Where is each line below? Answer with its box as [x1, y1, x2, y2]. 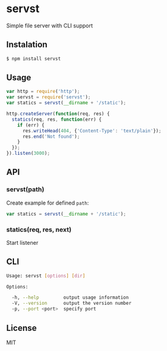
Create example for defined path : [6, 199, 89, 206]
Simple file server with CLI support [6, 22, 93, 29]
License [6, 322, 37, 333]
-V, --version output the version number [12, 300, 132, 307]
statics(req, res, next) [6, 225, 72, 234]
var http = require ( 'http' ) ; [6, 89, 80, 95]
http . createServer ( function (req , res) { [6, 111, 111, 117]
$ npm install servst [6, 55, 61, 62]
